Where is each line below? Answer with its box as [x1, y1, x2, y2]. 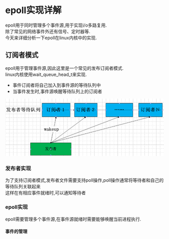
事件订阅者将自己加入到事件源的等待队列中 [12, 82, 101, 88]
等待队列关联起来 [5, 184, 41, 190]
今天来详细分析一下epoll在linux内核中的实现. [5, 35, 97, 41]
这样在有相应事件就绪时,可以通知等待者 [5, 190, 87, 196]
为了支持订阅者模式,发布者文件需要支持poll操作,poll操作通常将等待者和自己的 [5, 177, 164, 183]
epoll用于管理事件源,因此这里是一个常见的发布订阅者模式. [5, 65, 124, 71]
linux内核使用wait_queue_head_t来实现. [5, 71, 87, 77]
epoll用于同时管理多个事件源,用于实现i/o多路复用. [5, 22, 107, 28]
